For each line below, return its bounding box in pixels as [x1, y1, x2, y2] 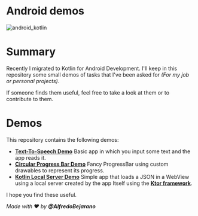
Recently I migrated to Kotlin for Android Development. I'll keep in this [6, 65, 178, 72]
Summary [6, 45, 56, 59]
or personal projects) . [6, 77, 60, 84]
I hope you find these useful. [6, 191, 77, 198]
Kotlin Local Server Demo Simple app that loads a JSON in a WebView [14, 173, 190, 180]
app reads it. [14, 154, 46, 161]
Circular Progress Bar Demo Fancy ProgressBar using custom [14, 160, 169, 168]
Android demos [6, 4, 85, 18]
